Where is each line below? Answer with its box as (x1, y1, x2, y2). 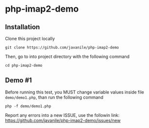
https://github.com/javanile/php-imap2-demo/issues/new (5, 117, 121, 123)
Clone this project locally (5, 36, 55, 41)
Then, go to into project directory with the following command (5, 54, 130, 59)
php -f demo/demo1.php (5, 104, 51, 109)
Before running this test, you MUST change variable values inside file (5, 89, 144, 95)
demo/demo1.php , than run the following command (5, 94, 104, 100)
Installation (5, 23, 40, 31)
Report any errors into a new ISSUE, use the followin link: (5, 112, 120, 118)
